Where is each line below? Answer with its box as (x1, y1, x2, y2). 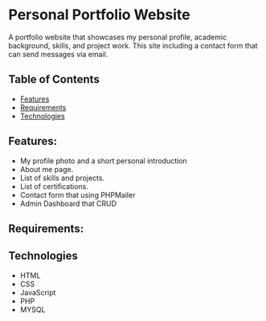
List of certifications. (19, 181, 88, 191)
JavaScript (19, 287, 56, 297)
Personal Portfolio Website (8, 6, 190, 24)
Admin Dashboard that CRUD (19, 199, 117, 208)
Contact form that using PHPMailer (19, 190, 136, 200)
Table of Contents (8, 72, 100, 86)
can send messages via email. (8, 49, 108, 59)
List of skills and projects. (19, 173, 105, 183)
